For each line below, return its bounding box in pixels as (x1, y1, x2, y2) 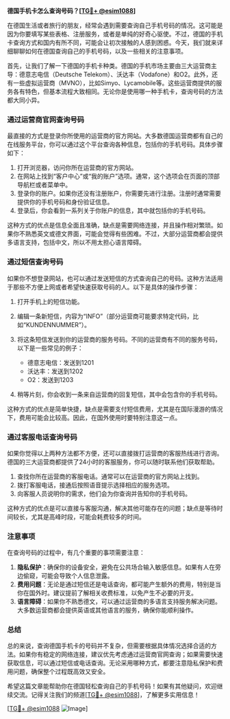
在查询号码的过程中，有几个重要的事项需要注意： (7, 549, 145, 557)
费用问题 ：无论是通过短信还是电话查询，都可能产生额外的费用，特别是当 (16, 580, 221, 588)
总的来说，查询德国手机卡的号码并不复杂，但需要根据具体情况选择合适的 (7, 642, 211, 650)
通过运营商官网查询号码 (7, 115, 84, 124)
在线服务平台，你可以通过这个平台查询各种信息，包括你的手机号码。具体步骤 (7, 140, 223, 148)
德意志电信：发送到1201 (27, 358, 94, 366)
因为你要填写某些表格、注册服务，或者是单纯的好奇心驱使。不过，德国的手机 (7, 30, 223, 38)
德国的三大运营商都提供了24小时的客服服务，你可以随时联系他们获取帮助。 (7, 457, 219, 466)
